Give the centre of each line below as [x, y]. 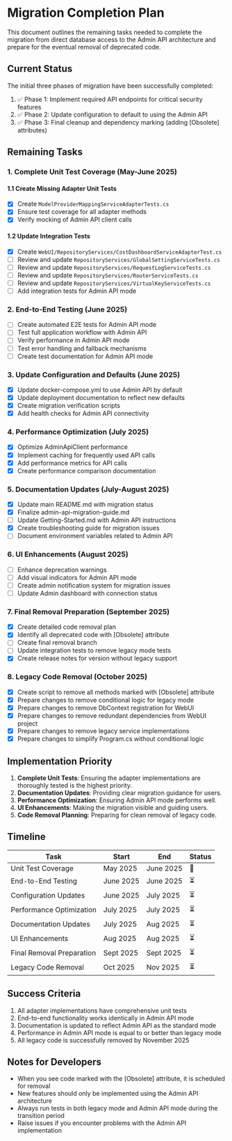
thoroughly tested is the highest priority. [74, 785]
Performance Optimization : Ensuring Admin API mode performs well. [117, 800]
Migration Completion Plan [86, 13]
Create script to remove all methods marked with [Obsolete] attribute [116, 692]
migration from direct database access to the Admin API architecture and [112, 39]
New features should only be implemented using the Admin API [108, 1094]
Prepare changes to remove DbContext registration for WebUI [106, 707]
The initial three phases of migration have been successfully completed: [110, 86]
